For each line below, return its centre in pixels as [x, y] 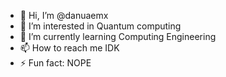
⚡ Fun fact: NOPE [55, 63]
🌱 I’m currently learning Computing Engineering [118, 36]
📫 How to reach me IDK [69, 48]
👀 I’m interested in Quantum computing [100, 26]
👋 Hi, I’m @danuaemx [64, 15]
